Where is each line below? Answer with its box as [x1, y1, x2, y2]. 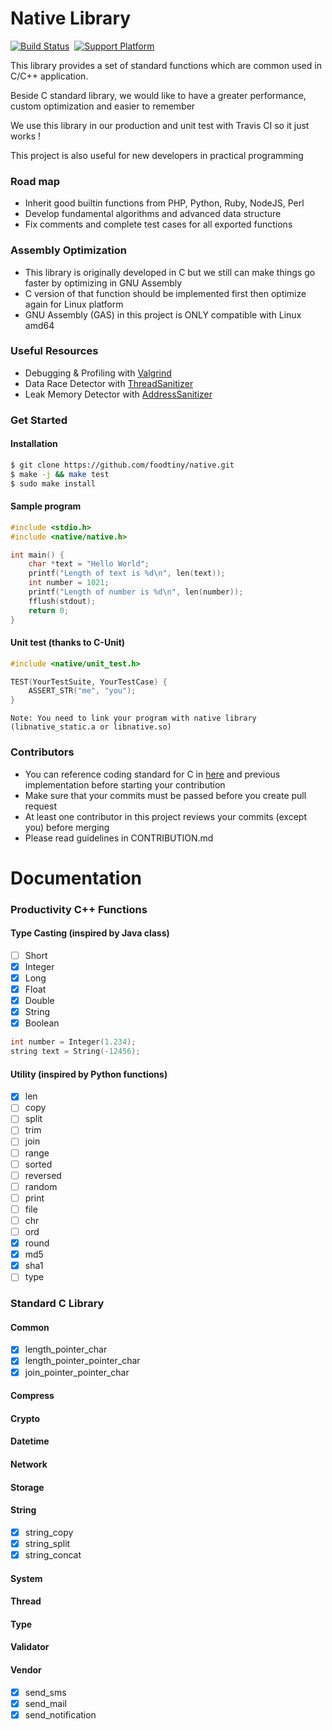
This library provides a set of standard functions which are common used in [10, 59, 322, 71]
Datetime [10, 1435, 50, 1447]
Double [24, 995, 55, 1007]
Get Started [10, 413, 68, 427]
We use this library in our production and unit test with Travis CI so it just [10, 119, 310, 131]
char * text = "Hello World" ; [28, 559, 150, 569]
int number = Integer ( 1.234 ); [10, 1037, 137, 1047]
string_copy [24, 1526, 74, 1538]
